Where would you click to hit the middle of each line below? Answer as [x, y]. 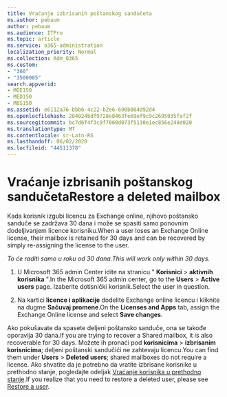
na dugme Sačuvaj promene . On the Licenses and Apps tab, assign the [118, 307]
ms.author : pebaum [33, 20]
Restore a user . [29, 386]
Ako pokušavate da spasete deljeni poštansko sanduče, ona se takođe [107, 327]
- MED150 [20, 97]
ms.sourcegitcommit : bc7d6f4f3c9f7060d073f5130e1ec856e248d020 [100, 122]
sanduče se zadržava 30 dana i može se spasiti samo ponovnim [98, 223]
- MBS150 [20, 103]
